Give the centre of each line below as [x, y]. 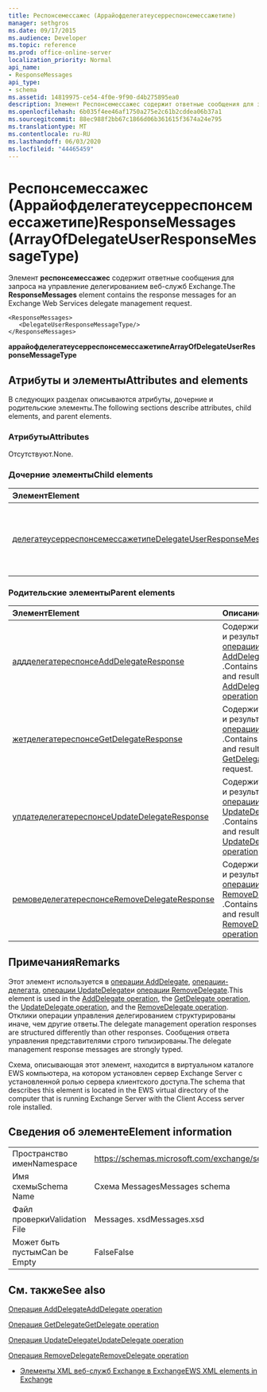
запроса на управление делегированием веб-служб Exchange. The [122, 287]
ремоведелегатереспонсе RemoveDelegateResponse [113, 899]
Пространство [40, 1153]
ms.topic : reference [43, 45]
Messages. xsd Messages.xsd [149, 1219]
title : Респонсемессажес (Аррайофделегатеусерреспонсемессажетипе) [122, 16]
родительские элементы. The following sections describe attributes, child [130, 408]
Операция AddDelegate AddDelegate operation [85, 1309]
